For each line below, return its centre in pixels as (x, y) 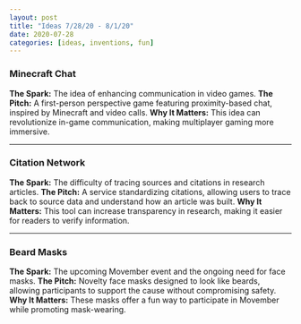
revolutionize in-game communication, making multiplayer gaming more (142, 122)
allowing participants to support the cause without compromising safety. (143, 291)
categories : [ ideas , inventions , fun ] (82, 43)
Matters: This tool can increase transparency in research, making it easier (146, 210)
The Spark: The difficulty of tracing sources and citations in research (137, 182)
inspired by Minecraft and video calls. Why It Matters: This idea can (135, 112)
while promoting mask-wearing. (68, 310)
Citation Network (47, 163)
